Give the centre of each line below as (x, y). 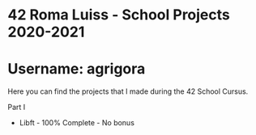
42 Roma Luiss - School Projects (119, 15)
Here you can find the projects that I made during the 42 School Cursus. (128, 91)
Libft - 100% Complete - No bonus (77, 123)
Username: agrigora (77, 69)
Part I (17, 108)
